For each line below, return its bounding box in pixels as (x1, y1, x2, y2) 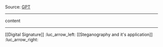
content (5, 18, 21, 23)
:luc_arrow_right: (5, 37, 39, 42)
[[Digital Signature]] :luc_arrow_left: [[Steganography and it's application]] (5, 32, 153, 37)
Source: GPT (5, 4, 31, 10)
